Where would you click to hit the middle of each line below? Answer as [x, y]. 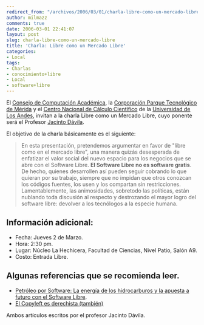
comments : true [25, 23]
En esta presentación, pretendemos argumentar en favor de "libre [104, 145]
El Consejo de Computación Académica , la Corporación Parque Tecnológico [102, 103]
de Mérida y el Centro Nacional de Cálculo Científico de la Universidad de [98, 109]
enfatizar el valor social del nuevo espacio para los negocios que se [106, 158]
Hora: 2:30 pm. [34, 244]
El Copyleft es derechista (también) [59, 303]
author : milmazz [27, 18]
